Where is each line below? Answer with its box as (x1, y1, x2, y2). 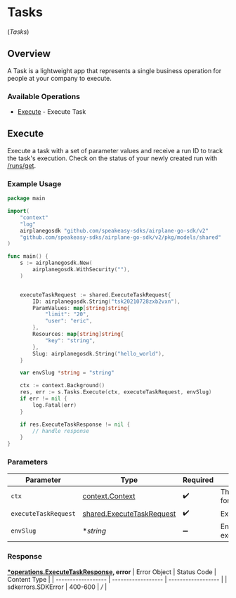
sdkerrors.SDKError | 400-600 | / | (7, 583, 107, 591)
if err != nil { (20, 395, 68, 403)
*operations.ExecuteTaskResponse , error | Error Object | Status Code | (7, 567, 216, 576)
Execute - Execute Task (17, 108, 86, 116)
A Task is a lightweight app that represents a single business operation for (7, 66, 222, 74)
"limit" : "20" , (44, 311, 90, 318)
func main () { (7, 253, 49, 260)
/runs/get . (7, 161, 37, 169)
